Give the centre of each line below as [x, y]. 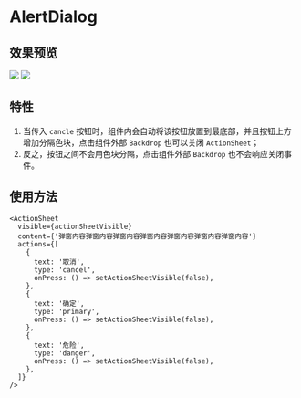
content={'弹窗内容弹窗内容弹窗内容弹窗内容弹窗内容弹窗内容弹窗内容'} [137, 236]
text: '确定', [59, 303]
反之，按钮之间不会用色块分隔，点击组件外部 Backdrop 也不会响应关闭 [153, 153]
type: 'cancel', [64, 270]
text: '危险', [59, 345]
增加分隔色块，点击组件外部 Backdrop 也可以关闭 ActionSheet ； [141, 142]
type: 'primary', [67, 311]
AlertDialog [53, 17]
